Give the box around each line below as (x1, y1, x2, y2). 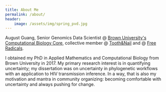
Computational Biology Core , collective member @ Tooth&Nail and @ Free (5, 40, 157, 46)
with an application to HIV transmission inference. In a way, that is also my (5, 71, 157, 77)
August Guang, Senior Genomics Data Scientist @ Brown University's (5, 35, 147, 41)
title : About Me (5, 7, 39, 12)
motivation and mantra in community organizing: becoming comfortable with (5, 76, 162, 82)
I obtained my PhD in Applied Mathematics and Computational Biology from (5, 55, 160, 61)
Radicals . (5, 45, 24, 51)
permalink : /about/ (5, 12, 46, 17)
